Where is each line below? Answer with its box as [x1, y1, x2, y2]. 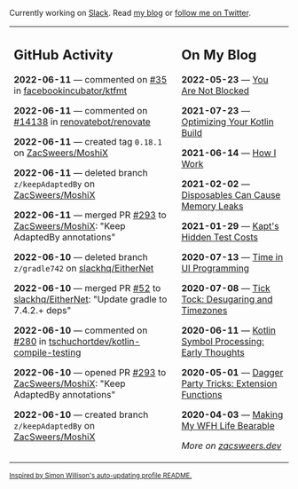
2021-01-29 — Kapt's [181, 219, 279, 232]
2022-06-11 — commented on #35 [13, 73, 168, 85]
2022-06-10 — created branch [13, 408, 149, 421]
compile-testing [13, 346, 82, 359]
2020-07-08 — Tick [181, 281, 271, 294]
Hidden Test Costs [181, 231, 259, 243]
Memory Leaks [181, 200, 244, 212]
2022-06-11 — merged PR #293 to [13, 209, 167, 221]
